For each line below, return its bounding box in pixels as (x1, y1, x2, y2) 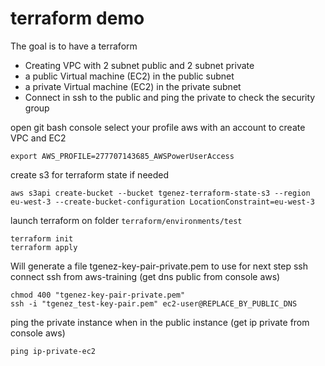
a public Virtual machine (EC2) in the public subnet (24, 70, 235, 82)
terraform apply (10, 242, 78, 252)
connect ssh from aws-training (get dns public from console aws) (10, 270, 281, 282)
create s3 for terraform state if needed (10, 168, 170, 181)
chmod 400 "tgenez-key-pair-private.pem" (10, 290, 186, 300)
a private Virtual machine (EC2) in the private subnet (24, 80, 242, 92)
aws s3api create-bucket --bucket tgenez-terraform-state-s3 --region (10, 188, 311, 198)
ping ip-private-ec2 (10, 346, 97, 356)
